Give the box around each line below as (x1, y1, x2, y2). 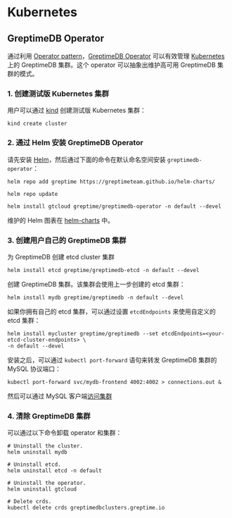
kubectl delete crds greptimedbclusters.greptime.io (7, 505, 165, 512)
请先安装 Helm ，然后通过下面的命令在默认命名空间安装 (7, 155, 167, 164)
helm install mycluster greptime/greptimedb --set (7, 330, 159, 337)
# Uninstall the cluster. (7, 443, 83, 450)
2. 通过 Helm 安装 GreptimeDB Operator (7, 138, 143, 148)
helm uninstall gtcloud (7, 486, 77, 493)
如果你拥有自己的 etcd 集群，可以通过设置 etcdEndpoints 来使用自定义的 (7, 307, 217, 316)
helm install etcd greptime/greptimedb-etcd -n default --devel (7, 266, 200, 273)
